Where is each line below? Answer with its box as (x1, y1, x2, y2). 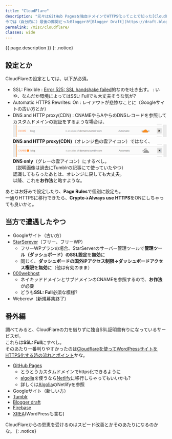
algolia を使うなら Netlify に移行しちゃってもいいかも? (20, 375, 131, 381)
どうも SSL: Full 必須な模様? (20, 289, 78, 295)
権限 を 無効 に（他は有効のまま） (25, 264, 93, 270)
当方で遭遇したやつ (5, 217, 66, 226)
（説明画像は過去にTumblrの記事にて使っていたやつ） (12, 164, 126, 171)
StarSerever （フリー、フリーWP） (12, 239, 86, 245)
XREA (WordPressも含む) (12, 411, 65, 417)
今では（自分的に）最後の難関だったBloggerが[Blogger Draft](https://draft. (5, 19, 159, 24)
